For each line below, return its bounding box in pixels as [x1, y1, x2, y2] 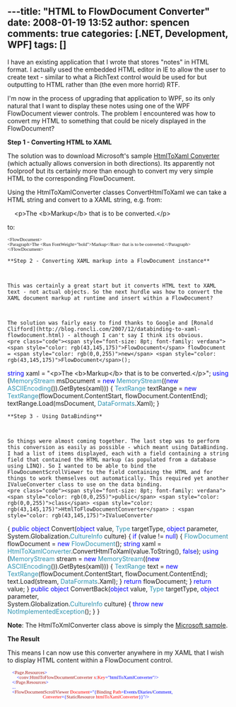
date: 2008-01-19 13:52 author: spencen [7, 17, 190, 29]
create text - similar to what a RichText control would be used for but [7, 72, 207, 81]
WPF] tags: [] [7, 39, 67, 51]
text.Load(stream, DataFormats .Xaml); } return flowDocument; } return [7, 577, 212, 585]
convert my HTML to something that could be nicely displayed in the [7, 116, 206, 125]
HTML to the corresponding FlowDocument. [7, 174, 136, 183]
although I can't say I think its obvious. [73, 332, 203, 339]
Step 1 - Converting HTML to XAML [7, 137, 112, 146]
